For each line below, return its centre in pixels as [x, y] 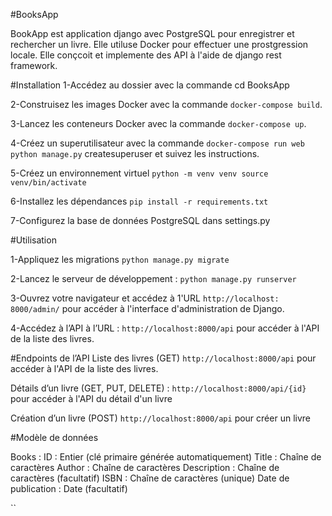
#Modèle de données [54, 437]
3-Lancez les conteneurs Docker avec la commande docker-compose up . [158, 123]
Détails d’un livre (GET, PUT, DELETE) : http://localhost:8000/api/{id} [158, 388]
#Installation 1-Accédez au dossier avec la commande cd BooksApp [150, 85]
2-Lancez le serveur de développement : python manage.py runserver [153, 278]
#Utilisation [33, 240]
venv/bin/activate [48, 183]
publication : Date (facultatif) [69, 488]
